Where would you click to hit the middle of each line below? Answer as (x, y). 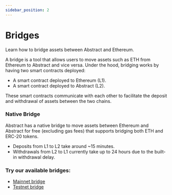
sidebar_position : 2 (27, 10)
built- (160, 151)
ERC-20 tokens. (22, 136)
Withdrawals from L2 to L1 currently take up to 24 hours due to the (83, 151)
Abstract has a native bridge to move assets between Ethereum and (77, 125)
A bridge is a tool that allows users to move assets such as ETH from (78, 59)
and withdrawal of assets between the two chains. (59, 101)
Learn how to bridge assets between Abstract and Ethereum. (70, 50)
